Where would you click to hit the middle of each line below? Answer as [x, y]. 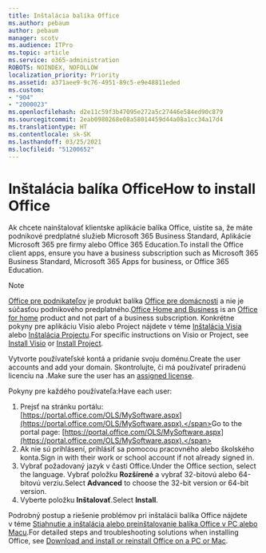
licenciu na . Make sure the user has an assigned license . [101, 376]
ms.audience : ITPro [41, 45]
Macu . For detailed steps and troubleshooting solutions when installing [124, 532]
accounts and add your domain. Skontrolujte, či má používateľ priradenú [127, 367]
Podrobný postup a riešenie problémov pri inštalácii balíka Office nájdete [128, 515]
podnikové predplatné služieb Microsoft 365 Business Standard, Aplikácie [130, 236]
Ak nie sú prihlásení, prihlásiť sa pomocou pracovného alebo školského [137, 449]
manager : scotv [34, 38]
